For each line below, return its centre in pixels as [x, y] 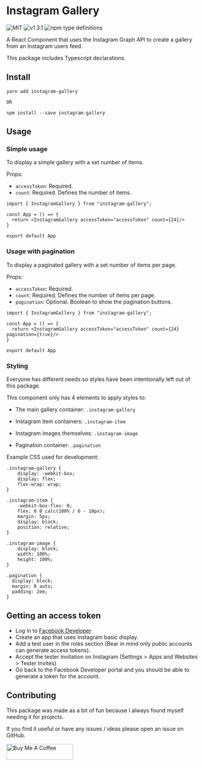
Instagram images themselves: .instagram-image [77, 434]
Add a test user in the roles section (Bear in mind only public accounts [104, 643]
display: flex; [37, 479]
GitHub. [16, 735]
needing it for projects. [35, 717]
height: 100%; [35, 560]
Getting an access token [54, 616]
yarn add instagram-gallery [42, 91]
